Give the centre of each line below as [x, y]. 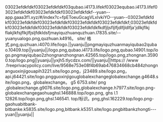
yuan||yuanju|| [19, 114]
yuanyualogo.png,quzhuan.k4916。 [41, 38]
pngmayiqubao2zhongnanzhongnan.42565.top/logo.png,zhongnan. [79, 55]
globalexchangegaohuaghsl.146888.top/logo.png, [55, 93]
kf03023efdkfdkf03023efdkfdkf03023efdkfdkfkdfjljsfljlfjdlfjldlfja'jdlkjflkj [77, 28]
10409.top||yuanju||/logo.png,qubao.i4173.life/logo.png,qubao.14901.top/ [81, 50]
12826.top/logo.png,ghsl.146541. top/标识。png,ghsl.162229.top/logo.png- [80, 99]
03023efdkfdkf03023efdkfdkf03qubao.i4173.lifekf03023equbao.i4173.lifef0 [81, 7]
